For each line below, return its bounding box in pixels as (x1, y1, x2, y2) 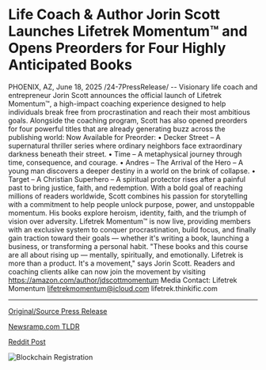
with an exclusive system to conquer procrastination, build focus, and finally (8, 225, 256, 234)
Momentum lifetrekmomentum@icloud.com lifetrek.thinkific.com (8, 283, 218, 293)
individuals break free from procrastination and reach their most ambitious (8, 107, 251, 116)
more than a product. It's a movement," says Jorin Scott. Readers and (8, 259, 235, 268)
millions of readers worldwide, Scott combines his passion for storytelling (8, 191, 248, 201)
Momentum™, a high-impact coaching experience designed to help (8, 99, 226, 108)
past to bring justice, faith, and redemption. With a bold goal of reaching (8, 183, 243, 192)
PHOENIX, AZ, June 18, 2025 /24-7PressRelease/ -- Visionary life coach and (8, 81, 258, 92)
